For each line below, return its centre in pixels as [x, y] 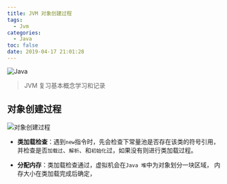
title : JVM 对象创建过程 [40, 13]
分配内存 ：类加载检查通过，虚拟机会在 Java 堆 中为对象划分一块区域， [115, 165]
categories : [24, 33]
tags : [15, 20]
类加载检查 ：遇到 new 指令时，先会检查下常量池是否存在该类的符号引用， [118, 141]
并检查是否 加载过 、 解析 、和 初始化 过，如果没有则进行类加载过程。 [107, 150]
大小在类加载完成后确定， [60, 173]
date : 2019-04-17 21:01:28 [46, 52]
